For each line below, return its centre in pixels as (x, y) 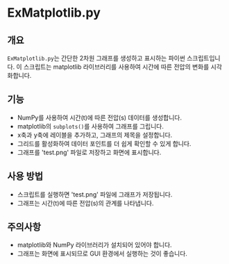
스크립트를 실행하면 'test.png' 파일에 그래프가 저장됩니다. (95, 194)
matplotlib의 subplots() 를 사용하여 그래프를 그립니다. (91, 126)
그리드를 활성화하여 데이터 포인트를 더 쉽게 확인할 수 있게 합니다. (104, 143)
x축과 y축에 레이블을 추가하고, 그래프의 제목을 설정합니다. (95, 135)
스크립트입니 (203, 58)
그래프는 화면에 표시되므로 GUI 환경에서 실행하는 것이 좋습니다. (102, 254)
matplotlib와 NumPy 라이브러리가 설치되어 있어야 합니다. (94, 245)
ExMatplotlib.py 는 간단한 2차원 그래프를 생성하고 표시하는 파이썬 (96, 58)
